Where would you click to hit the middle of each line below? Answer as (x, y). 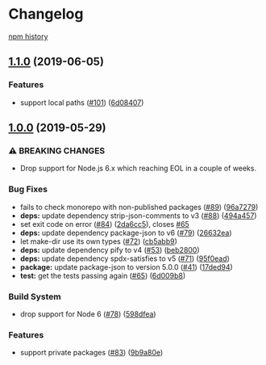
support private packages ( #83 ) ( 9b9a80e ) (91, 353)
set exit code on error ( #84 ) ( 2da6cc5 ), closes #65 (104, 224)
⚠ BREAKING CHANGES (57, 150)
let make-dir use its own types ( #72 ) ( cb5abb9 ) (98, 241)
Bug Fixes (28, 189)
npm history (28, 36)
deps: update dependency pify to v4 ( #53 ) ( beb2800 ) (110, 250)
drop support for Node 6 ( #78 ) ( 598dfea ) (88, 314)
